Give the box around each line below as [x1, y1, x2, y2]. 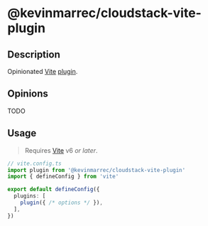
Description [7, 48, 60, 60]
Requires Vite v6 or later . [24, 146, 98, 154]
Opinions [7, 87, 48, 100]
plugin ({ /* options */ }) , [20, 199, 103, 206]
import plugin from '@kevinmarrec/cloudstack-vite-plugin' [7, 166, 186, 173]
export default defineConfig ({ [7, 186, 100, 193]
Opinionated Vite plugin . [7, 68, 78, 75]
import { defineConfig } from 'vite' [7, 173, 119, 181]
